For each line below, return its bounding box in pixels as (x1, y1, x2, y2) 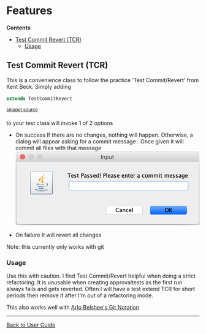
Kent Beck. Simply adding (6, 83, 72, 90)
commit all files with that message (15, 145, 102, 152)
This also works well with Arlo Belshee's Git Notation (6, 304, 140, 311)
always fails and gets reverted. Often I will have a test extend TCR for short (6, 286, 195, 293)
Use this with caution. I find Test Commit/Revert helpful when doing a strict (6, 272, 196, 279)
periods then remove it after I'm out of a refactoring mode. (6, 292, 154, 299)
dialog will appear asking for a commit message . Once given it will (15, 138, 184, 145)
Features (6, 4, 53, 18)
